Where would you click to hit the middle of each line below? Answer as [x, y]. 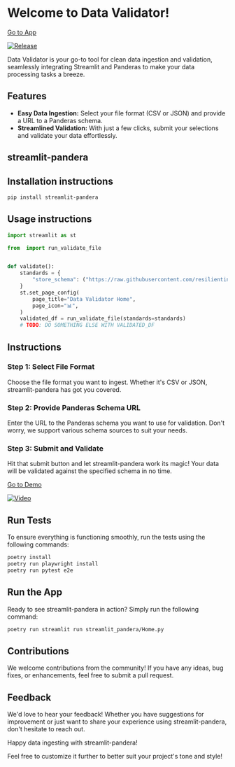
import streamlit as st [42, 235]
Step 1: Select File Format [51, 367]
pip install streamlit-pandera [53, 197]
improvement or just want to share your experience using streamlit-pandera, [117, 722]
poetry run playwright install [53, 564]
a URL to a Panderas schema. [60, 120]
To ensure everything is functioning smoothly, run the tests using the [106, 537]
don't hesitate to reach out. [46, 729]
